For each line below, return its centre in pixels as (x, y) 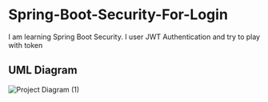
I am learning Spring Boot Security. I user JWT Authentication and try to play (134, 37)
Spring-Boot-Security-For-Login (118, 15)
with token (26, 45)
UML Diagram (43, 71)
